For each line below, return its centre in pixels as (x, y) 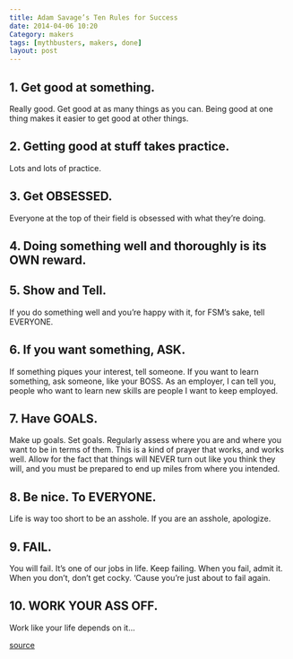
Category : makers (42, 34)
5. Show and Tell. (58, 291)
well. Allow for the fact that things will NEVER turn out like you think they (142, 459)
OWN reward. (48, 260)
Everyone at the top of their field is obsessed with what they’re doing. (138, 218)
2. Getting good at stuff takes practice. (120, 147)
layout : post (34, 51)
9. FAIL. (30, 546)
